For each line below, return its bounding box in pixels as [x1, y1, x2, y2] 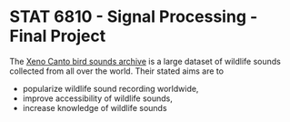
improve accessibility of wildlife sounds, [22, 93, 173, 104]
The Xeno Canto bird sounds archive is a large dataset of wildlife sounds [9, 56, 282, 66]
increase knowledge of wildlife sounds [22, 102, 167, 113]
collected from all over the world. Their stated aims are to [9, 66, 225, 76]
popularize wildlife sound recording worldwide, [22, 83, 199, 94]
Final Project [9, 25, 106, 46]
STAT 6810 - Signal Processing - [9, 6, 258, 27]
